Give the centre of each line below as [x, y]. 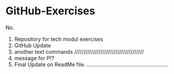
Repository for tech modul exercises [59, 39]
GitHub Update [32, 45]
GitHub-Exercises [51, 11]
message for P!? [34, 58]
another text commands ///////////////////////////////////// [79, 51]
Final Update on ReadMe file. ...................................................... [91, 64]
